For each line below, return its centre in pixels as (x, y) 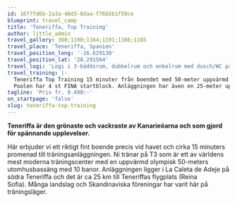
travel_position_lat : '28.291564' (58, 60)
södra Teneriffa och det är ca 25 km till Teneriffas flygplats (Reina (102, 176)
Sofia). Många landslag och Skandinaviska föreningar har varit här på (108, 184)
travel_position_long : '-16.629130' (61, 54)
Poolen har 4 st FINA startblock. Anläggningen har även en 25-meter (118, 86)
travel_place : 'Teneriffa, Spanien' (61, 47)
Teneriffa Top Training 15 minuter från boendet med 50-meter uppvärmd (121, 79)
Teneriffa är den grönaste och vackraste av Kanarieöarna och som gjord (115, 125)
